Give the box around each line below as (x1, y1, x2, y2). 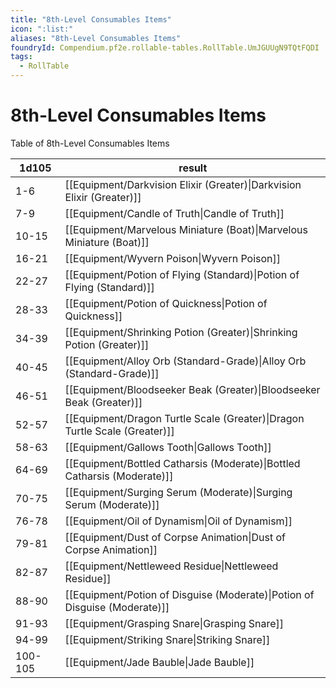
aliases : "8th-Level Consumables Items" (10, 33, 182, 43)
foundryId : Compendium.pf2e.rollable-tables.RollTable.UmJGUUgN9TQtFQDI (10, 42, 320, 53)
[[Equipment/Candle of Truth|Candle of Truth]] (64, 206, 285, 220)
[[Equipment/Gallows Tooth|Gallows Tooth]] (64, 440, 272, 454)
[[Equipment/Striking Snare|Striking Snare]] (64, 632, 271, 646)
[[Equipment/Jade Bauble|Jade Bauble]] (64, 655, 255, 669)
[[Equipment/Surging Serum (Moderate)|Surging (64, 485, 293, 499)
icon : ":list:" (10, 24, 74, 34)
